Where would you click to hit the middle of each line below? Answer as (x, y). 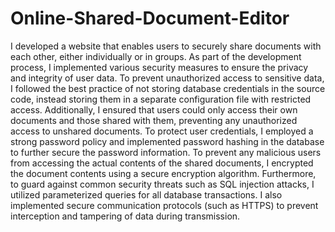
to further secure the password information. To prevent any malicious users (166, 152)
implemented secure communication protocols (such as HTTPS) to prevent (164, 205)
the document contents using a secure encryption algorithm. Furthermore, (163, 173)
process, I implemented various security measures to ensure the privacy (159, 67)
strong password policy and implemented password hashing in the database (167, 141)
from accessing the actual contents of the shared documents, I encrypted (162, 163)
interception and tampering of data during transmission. (125, 216)
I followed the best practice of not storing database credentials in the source (168, 88)
